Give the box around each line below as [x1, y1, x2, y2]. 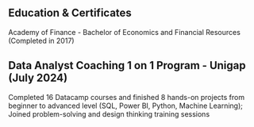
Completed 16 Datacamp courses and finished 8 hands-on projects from [8, 92, 244, 102]
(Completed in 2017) [8, 36, 75, 45]
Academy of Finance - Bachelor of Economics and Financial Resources [8, 27, 241, 37]
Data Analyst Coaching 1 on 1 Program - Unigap [8, 59, 246, 72]
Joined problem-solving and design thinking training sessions [8, 109, 210, 118]
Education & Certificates [8, 6, 133, 20]
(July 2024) [8, 71, 68, 85]
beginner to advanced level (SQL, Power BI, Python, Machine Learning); [8, 101, 244, 110]
